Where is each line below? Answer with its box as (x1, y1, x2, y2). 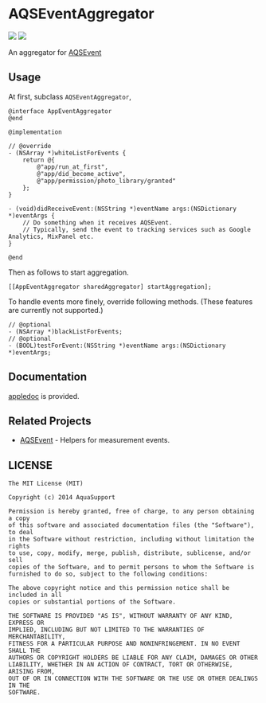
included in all (8, 591, 62, 600)
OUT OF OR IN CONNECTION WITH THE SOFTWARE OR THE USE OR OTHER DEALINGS (8, 674, 259, 683)
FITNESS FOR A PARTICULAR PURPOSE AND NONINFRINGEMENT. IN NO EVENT (8, 640, 241, 648)
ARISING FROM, (8, 668, 56, 676)
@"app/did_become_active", (37, 170, 127, 178)
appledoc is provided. (8, 391, 80, 400)
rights (8, 542, 30, 550)
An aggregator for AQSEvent (8, 47, 102, 57)
